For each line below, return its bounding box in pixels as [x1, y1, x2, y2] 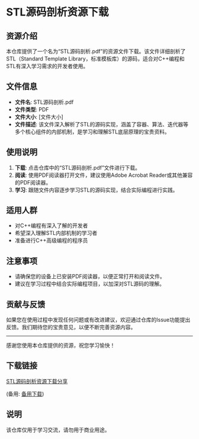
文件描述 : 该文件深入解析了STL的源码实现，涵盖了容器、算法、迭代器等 [14, 120, 188, 128]
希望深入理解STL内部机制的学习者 [14, 230, 98, 237]
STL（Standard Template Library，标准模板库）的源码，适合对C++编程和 [6, 55, 185, 62]
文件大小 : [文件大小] [14, 113, 63, 120]
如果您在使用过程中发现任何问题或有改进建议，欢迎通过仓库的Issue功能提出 [6, 316, 191, 323]
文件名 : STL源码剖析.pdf [14, 98, 74, 106]
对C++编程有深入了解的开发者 [14, 222, 88, 229]
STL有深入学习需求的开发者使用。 [6, 63, 89, 69]
